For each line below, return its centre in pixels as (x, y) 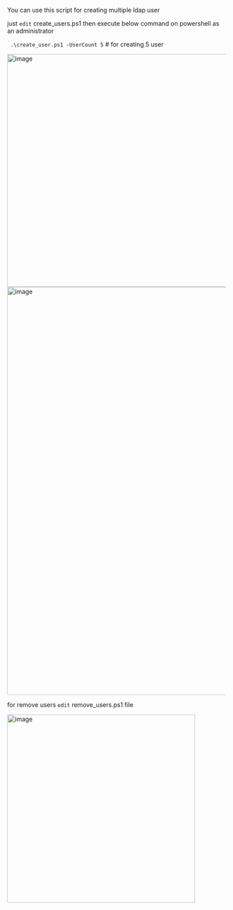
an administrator (31, 31)
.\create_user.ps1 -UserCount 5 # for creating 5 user (87, 44)
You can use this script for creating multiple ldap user (84, 10)
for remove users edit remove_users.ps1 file (70, 705)
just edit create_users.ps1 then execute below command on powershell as (113, 23)
